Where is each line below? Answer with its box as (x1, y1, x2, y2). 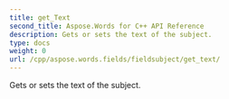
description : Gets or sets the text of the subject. (9, 30, 213, 39)
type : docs (9, 38, 51, 48)
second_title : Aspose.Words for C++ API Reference (9, 22, 205, 31)
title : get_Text (9, 13, 71, 22)
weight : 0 (9, 47, 47, 56)
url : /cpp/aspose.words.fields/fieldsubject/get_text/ (9, 55, 221, 64)
